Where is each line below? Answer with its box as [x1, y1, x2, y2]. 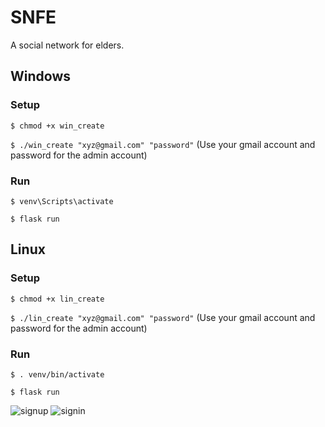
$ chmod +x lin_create [10, 294, 105, 304]
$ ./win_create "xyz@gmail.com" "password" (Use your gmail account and [10, 138, 316, 150]
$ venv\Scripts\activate [10, 196, 114, 206]
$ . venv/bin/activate [10, 369, 105, 380]
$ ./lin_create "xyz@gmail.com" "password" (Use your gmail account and [10, 311, 316, 323]
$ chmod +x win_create [10, 121, 105, 131]
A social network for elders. [10, 39, 125, 51]
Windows [10, 68, 71, 85]
